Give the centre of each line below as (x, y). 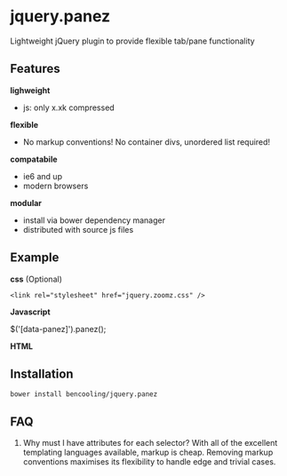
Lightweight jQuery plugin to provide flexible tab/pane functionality (133, 41)
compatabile (34, 159)
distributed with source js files (78, 229)
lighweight (30, 90)
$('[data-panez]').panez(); (58, 329)
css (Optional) (36, 279)
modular (26, 202)
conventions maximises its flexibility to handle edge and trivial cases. (149, 462)
